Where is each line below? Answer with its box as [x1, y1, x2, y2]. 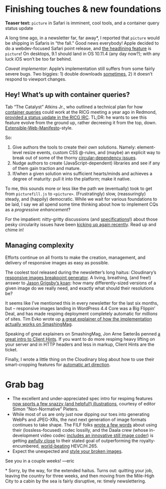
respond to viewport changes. [5, 76, 67, 82]
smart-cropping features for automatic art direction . [5, 361, 111, 367]
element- [137, 144, 156, 150]
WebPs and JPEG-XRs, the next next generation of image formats [12, 416, 147, 422]
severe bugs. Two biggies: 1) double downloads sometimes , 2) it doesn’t [5, 71, 153, 77]
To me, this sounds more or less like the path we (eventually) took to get [5, 185, 153, 191]
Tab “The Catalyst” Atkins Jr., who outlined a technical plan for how [5, 103, 143, 110]
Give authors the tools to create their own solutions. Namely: [12, 144, 136, 150]
